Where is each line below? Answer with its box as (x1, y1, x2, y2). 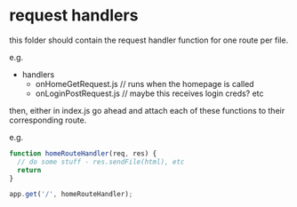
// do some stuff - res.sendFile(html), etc (17, 157, 185, 166)
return (17, 165, 42, 174)
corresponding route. (9, 115, 87, 125)
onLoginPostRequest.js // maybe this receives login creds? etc (35, 88, 264, 99)
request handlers (9, 5, 139, 26)
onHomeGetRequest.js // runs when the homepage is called (35, 78, 255, 89)
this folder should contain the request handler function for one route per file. (9, 35, 289, 45)
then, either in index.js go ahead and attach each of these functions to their (9, 105, 285, 115)
